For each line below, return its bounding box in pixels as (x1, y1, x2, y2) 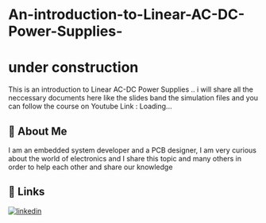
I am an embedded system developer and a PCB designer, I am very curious (8, 145, 256, 155)
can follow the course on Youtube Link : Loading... (8, 101, 172, 111)
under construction (8, 59, 139, 77)
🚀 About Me (8, 124, 67, 138)
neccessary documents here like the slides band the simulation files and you (8, 93, 259, 103)
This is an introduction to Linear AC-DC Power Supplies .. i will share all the (8, 85, 254, 94)
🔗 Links (8, 185, 45, 198)
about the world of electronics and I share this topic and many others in (8, 153, 242, 163)
